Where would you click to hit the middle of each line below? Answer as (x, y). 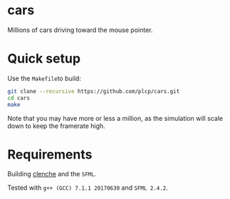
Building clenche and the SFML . (52, 174)
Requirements (50, 154)
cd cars (19, 98)
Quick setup (44, 59)
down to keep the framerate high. (56, 126)
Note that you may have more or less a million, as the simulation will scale (115, 118)
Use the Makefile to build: (45, 78)
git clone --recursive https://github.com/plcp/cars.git (94, 91)
